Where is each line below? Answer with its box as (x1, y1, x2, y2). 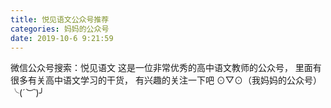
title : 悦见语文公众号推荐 (10, 14, 110, 25)
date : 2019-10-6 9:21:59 (10, 33, 114, 43)
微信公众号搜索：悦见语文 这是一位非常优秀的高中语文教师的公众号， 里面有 (10, 62, 322, 74)
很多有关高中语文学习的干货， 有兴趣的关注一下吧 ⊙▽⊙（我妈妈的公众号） (10, 74, 323, 86)
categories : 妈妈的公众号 (10, 24, 110, 34)
